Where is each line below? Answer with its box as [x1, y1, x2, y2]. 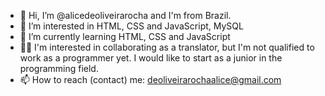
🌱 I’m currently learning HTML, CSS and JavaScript [19, 31, 231, 42]
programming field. [19, 63, 99, 74]
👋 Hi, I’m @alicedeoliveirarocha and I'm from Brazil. [19, 10, 232, 21]
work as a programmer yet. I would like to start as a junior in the [19, 52, 283, 64]
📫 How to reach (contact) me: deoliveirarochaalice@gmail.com [19, 74, 282, 85]
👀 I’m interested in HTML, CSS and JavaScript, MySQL [19, 20, 244, 32]
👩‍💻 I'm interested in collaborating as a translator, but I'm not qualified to [19, 41, 315, 53]
